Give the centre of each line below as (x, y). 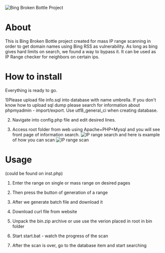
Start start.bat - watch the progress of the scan (60, 236)
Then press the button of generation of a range (60, 192)
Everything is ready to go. (31, 90)
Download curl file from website (45, 211)
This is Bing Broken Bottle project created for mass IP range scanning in (78, 41)
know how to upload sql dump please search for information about (73, 105)
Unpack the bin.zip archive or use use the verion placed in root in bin (82, 221)
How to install (34, 77)
